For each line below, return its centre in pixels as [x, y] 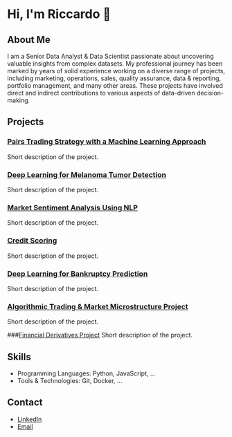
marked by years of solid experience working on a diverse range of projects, [116, 71]
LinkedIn [29, 419]
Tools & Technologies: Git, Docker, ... [70, 380]
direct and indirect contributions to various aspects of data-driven [101, 93]
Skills [19, 356]
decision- [210, 93]
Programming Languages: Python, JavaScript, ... [86, 373]
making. [19, 100]
